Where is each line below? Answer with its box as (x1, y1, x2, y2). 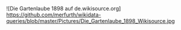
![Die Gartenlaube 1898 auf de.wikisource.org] (6, 5, 121, 12)
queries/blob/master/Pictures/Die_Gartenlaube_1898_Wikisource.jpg (6, 18, 175, 24)
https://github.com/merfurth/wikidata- (6, 11, 101, 18)
